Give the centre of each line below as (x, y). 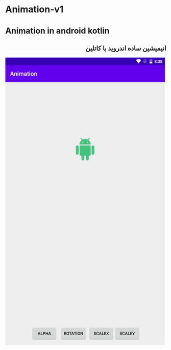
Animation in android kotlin (57, 31)
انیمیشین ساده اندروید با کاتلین (126, 49)
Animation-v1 (34, 9)
